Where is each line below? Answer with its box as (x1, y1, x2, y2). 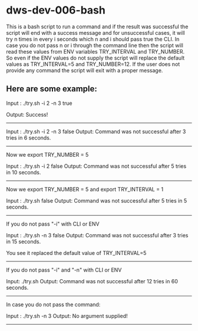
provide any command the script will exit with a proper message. (6, 67, 163, 74)
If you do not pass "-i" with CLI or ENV (6, 220, 100, 227)
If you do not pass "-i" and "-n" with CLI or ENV (6, 266, 122, 273)
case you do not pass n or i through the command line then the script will (6, 42, 184, 49)
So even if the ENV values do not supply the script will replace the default (6, 54, 185, 61)
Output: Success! (6, 111, 48, 118)
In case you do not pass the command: (6, 301, 101, 308)
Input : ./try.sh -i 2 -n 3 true (6, 100, 72, 107)
